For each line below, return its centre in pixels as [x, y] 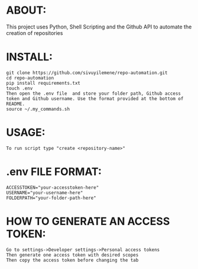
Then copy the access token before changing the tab [72, 260]
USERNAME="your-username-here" [45, 193]
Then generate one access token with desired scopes [72, 255]
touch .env [20, 88]
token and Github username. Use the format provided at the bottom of [95, 98]
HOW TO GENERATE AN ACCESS [88, 221]
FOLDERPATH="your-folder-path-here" [51, 198]
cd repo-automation [30, 78]
